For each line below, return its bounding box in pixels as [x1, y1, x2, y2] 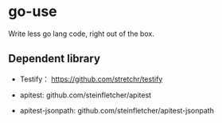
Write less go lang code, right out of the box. [8, 29, 155, 38]
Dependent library [8, 52, 101, 65]
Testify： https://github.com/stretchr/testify [19, 74, 163, 84]
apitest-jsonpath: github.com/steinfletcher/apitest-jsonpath [19, 105, 215, 115]
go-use [8, 2, 57, 21]
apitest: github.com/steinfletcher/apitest [19, 90, 152, 100]
